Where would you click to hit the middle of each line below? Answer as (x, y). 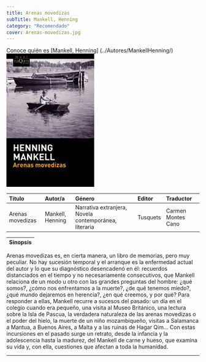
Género (85, 198)
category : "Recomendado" (38, 26)
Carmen (176, 211)
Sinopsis (20, 242)
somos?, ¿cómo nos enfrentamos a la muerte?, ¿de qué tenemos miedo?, (99, 288)
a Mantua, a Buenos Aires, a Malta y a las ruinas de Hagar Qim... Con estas (101, 327)
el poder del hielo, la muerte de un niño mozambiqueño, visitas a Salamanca (103, 320)
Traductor (179, 198)
